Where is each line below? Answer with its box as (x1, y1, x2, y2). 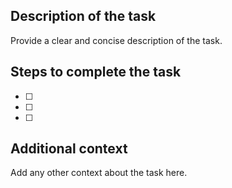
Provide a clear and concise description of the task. (10, 34, 223, 46)
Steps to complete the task (10, 64, 182, 81)
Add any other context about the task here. (10, 167, 188, 179)
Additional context (10, 140, 128, 158)
